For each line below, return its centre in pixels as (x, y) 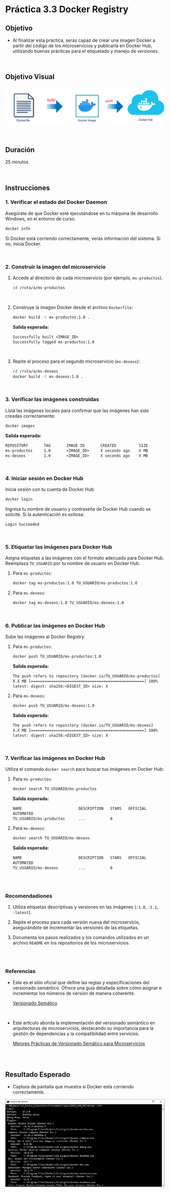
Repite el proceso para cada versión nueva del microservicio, (76, 922)
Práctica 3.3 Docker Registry (67, 9)
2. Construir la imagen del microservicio (56, 267)
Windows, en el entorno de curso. (40, 218)
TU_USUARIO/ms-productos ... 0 (62, 819)
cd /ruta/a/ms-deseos (35, 371)
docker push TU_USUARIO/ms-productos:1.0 (57, 656)
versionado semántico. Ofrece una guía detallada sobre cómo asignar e (87, 988)
